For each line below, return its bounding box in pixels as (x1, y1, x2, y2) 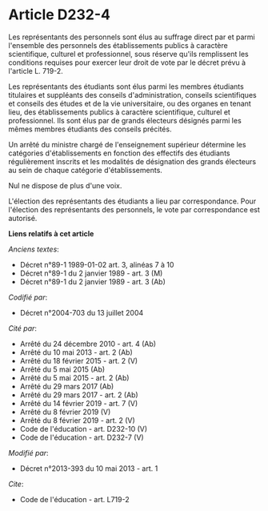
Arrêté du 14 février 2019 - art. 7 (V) (19, 398, 138, 408)
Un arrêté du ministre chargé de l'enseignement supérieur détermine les (8, 139, 246, 149)
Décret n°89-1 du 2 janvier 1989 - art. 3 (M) (19, 268, 163, 278)
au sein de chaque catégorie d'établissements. (8, 165, 162, 175)
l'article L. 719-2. (8, 66, 64, 75)
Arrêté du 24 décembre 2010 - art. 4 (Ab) (19, 339, 157, 348)
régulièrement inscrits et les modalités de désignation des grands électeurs (8, 156, 257, 166)
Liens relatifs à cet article (8, 228, 94, 238)
